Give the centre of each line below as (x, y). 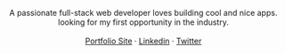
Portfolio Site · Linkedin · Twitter (143, 41)
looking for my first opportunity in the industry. (143, 22)
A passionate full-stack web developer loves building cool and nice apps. (143, 13)
